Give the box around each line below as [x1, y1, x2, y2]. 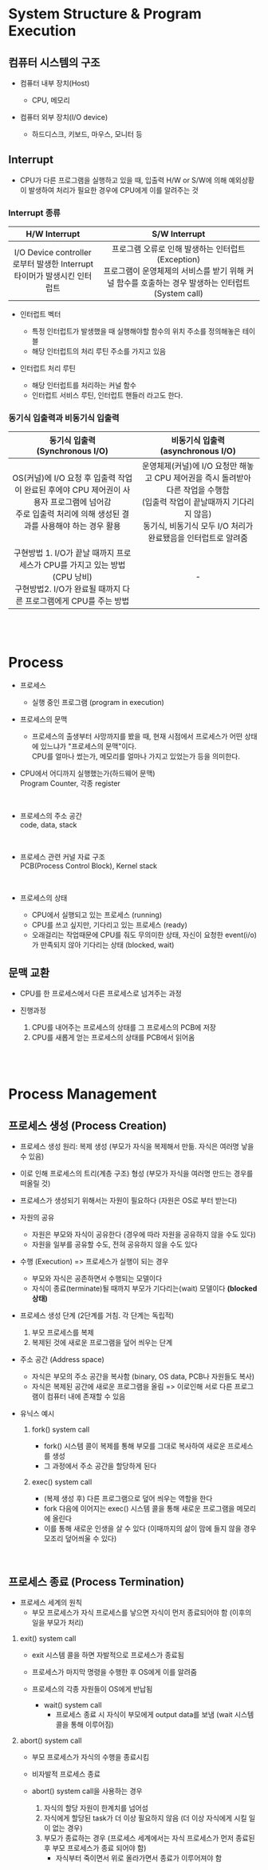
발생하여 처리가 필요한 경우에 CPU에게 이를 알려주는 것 [28, 185, 199, 194]
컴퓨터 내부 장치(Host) [19, 78, 90, 88]
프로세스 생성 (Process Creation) [8, 1119, 167, 1132]
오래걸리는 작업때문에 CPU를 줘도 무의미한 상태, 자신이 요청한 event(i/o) [31, 930, 258, 940]
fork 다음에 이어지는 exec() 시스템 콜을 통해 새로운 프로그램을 [43, 1504, 235, 1513]
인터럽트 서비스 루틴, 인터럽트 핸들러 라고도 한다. [31, 390, 183, 400]
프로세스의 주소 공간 [19, 811, 82, 821]
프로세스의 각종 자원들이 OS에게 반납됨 [31, 1684, 153, 1693]
